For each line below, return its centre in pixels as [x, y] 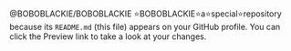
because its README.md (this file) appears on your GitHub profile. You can [145, 27]
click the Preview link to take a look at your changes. [108, 36]
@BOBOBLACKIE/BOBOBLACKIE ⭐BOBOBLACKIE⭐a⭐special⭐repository [146, 14]
